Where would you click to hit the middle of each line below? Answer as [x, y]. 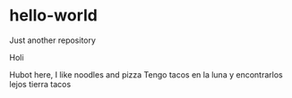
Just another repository [53, 40]
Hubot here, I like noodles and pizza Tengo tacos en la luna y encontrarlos [146, 74]
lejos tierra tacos [40, 84]
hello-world [54, 16]
